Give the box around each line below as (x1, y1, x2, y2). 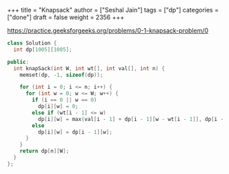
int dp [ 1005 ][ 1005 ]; (13, 46, 72, 53)
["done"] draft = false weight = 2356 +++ (7, 13, 125, 21)
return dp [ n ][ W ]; (19, 148, 70, 155)
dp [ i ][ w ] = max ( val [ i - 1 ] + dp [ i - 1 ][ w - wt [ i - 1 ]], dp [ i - (37, 116, 224, 122)
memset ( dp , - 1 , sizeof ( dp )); (19, 72, 103, 78)
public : (7, 58, 30, 65)
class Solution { (7, 40, 57, 47)
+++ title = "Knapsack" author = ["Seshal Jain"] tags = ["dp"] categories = (7, 6, 219, 14)
